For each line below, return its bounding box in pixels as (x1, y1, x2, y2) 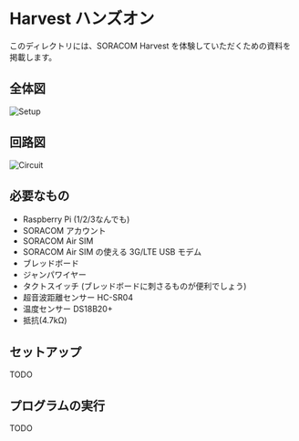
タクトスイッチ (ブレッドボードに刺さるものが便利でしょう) (22, 280, 247, 292)
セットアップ (9, 344, 82, 360)
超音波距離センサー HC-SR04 (22, 292, 134, 303)
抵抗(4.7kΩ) (22, 315, 67, 326)
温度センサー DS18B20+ (22, 303, 113, 315)
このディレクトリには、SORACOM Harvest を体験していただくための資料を (9, 40, 292, 51)
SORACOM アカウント (22, 226, 107, 236)
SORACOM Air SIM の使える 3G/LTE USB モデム (22, 247, 202, 257)
